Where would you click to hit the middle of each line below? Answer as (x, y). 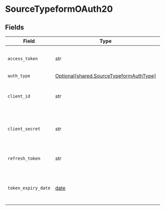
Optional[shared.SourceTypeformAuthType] (106, 76)
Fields (15, 27)
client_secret (24, 129)
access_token (23, 58)
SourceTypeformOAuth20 (59, 9)
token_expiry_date (29, 188)
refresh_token (24, 158)
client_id (19, 96)
